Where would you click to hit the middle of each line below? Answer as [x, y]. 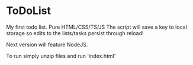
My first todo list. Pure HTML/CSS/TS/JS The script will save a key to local [97, 27]
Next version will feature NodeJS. [47, 45]
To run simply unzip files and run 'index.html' [61, 56]
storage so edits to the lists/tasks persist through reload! [75, 33]
